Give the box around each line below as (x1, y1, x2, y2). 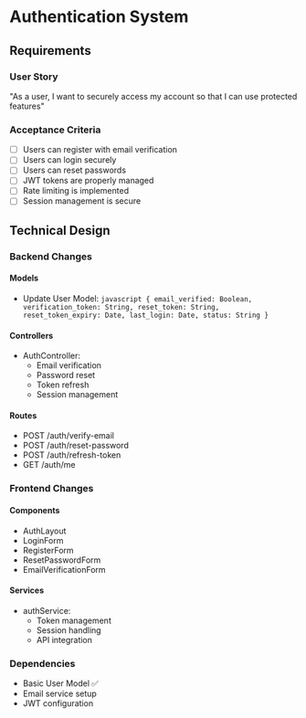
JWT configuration (22, 698, 94, 709)
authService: (22, 605, 71, 616)
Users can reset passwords (22, 164, 126, 175)
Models (9, 272, 39, 284)
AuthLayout (22, 525, 67, 536)
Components (9, 504, 60, 515)
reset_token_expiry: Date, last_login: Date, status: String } (22, 311, 269, 321)
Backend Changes (9, 249, 93, 262)
